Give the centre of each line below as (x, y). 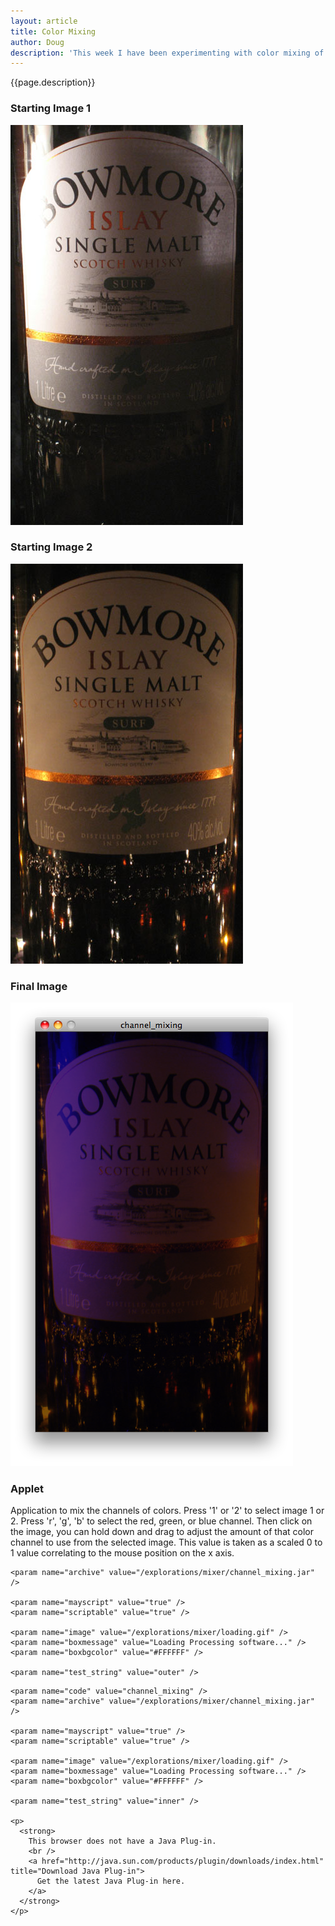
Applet (27, 1489)
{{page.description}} (53, 82)
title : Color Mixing (53, 31)
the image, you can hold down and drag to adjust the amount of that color (162, 1532)
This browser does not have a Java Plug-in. (122, 1841)
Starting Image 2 (51, 547)
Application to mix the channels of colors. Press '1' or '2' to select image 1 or (167, 1511)
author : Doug (37, 42)
